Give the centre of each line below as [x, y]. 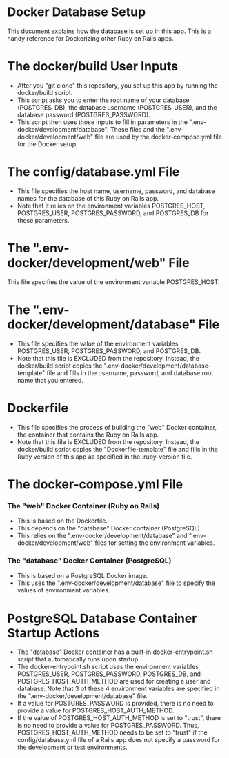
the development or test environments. [72, 747]
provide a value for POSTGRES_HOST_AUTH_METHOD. [96, 710]
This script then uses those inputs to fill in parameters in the [102, 122]
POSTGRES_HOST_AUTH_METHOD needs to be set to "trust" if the [112, 732]
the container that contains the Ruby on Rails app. [88, 435]
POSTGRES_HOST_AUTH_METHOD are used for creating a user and [114, 681]
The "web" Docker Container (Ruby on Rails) [83, 506]
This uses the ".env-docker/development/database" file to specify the [116, 583]
